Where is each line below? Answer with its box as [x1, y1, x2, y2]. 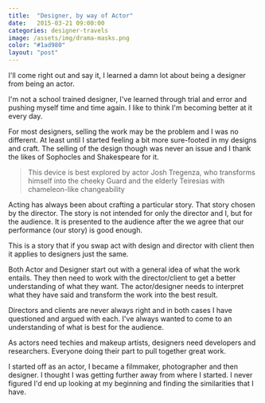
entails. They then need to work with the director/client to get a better [8, 273, 236, 283]
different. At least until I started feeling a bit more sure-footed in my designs [8, 135, 257, 144]
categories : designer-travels [8, 26, 109, 34]
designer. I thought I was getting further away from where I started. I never [8, 370, 253, 379]
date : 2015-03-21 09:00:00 [8, 19, 105, 27]
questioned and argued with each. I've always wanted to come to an [8, 314, 232, 323]
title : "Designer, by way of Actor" [8, 11, 134, 20]
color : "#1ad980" [8, 41, 66, 49]
